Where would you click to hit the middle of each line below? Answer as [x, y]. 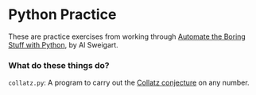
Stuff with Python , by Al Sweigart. [64, 44]
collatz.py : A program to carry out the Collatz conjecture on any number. [129, 83]
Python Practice [62, 15]
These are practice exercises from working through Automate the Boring [127, 36]
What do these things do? [59, 65]
